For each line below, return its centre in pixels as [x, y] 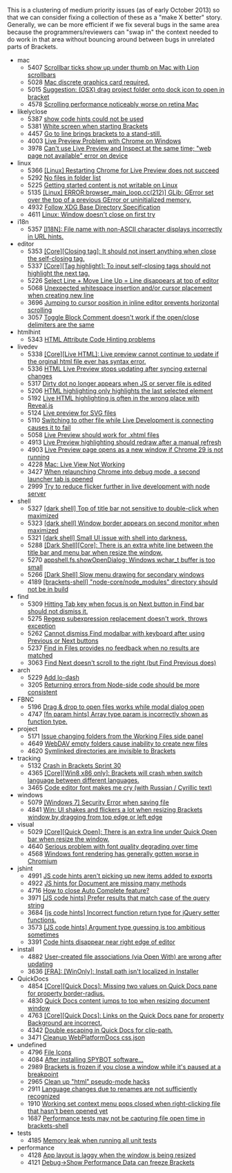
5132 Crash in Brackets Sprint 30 [74, 766]
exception [42, 626]
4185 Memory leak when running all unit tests [92, 1140]
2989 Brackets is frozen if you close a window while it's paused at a [124, 1067]
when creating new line [61, 295]
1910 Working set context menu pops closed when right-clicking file [124, 1103]
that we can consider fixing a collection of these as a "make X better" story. [115, 17]
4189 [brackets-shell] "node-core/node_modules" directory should [123, 582]
